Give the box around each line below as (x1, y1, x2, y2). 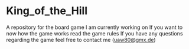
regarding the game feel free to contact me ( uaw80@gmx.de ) (6, 36, 156, 43)
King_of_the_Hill (6, 4, 88, 18)
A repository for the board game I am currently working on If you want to (6, 24, 183, 31)
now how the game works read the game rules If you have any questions (6, 30, 183, 37)
